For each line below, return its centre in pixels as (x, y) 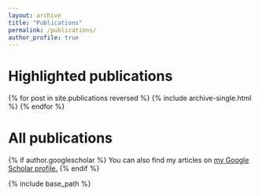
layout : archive (35, 15)
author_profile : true (44, 37)
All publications (60, 138)
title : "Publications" (45, 23)
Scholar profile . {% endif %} (54, 168)
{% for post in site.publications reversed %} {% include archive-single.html (130, 98)
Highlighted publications (91, 76)
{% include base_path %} (50, 184)
